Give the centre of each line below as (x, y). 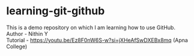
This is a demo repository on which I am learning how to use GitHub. (91, 27)
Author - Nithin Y (27, 33)
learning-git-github (56, 11)
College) (17, 46)
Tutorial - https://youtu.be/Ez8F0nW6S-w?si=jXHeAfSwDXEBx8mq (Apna (97, 40)
